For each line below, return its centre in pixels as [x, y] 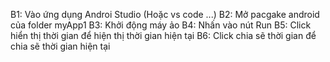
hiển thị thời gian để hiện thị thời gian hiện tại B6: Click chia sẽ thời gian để [163, 35]
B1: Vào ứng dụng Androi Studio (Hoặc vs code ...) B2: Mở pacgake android [165, 14]
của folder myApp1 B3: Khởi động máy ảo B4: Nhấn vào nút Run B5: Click [161, 25]
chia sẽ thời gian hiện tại [60, 46]
